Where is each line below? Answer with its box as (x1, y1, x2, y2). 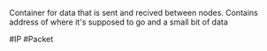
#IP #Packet (9, 34, 54, 44)
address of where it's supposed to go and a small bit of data (9, 17, 228, 27)
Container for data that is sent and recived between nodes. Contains (9, 8, 258, 18)
